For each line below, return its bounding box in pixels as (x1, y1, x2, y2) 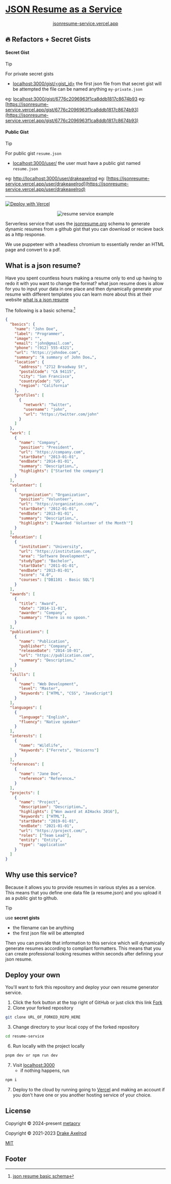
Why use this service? (5, 870, 77, 879)
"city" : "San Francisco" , (18, 374, 74, 379)
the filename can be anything (12, 924, 74, 931)
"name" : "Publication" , (18, 639, 70, 644)
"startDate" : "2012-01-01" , (18, 506, 79, 512)
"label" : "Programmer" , (14, 331, 65, 336)
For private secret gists (5, 70, 54, 77)
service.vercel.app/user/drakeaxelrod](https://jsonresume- (5, 181, 129, 187)
